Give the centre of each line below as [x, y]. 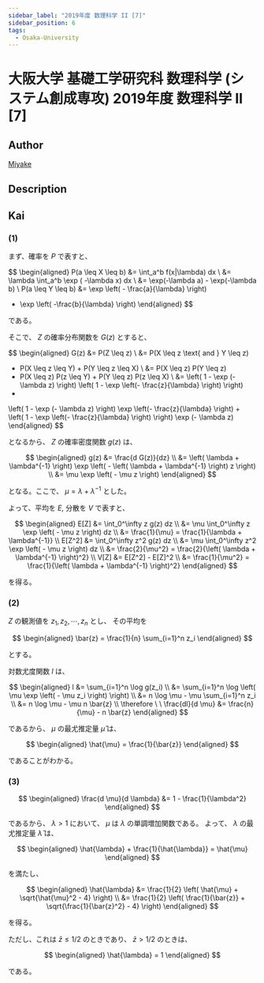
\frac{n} [241, 704]
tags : [17, 30]
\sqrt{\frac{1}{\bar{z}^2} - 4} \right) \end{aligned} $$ [132, 906]
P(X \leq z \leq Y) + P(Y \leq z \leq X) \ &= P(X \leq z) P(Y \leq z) [123, 369]
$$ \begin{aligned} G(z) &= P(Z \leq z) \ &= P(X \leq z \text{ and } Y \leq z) [129, 353]
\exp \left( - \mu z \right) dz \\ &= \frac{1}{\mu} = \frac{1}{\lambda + [132, 532]
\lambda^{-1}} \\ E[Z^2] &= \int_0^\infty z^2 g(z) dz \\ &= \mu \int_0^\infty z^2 [132, 540]
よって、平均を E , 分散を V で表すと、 [69, 508]
